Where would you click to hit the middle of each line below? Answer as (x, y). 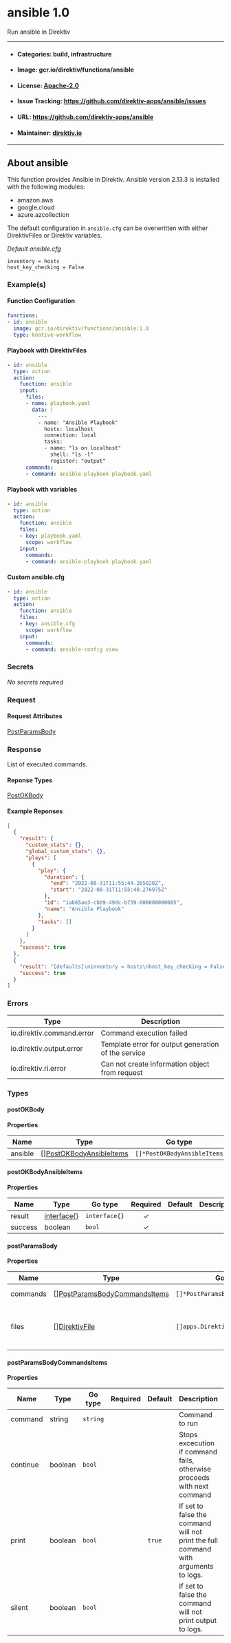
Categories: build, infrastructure (64, 54)
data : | (43, 410)
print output (198, 1621)
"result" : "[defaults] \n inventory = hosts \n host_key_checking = (113, 966)
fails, (186, 1461)
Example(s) (26, 284)
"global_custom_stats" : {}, (66, 852)
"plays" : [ (41, 858)
